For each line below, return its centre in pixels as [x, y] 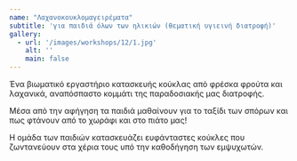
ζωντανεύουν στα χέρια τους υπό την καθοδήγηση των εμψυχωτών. [136, 147]
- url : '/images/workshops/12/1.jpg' [87, 42]
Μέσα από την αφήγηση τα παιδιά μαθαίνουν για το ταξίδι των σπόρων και [149, 111]
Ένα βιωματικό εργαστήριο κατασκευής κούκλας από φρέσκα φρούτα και [146, 84]
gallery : [25, 34]
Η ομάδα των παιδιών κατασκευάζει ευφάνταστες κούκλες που [127, 137]
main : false [47, 59]
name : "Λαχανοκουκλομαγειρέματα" [71, 17]
